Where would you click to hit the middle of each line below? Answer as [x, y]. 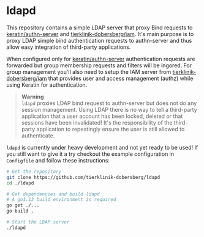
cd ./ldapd [20, 183]
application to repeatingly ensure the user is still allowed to [111, 129]
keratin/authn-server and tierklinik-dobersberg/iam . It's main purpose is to [100, 34]
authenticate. [38, 136]
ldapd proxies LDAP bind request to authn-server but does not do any [109, 103]
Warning [32, 97]
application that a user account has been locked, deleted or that [102, 116]
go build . [20, 211]
